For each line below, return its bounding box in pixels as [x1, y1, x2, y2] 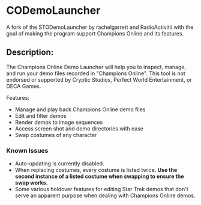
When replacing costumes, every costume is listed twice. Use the [14, 167, 178, 174]
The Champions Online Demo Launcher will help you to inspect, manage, [6, 63, 187, 70]
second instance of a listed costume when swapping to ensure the [14, 173, 184, 180]
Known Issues [6, 146, 49, 155]
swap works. [14, 179, 48, 186]
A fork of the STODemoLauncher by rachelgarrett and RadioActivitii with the [6, 23, 194, 31]
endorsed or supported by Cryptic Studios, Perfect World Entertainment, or [6, 76, 192, 83]
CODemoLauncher [6, 4, 101, 17]
